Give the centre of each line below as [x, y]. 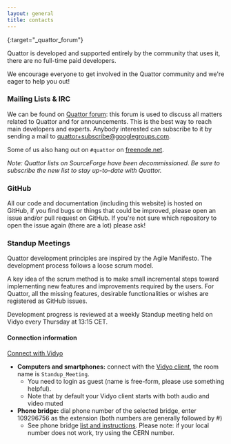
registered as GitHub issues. [47, 301]
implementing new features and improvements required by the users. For [111, 286]
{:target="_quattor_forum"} [46, 39]
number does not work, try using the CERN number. [101, 432]
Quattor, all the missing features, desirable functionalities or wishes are [108, 294]
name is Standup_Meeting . [53, 373]
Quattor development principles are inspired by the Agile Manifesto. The [110, 258]
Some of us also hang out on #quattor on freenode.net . [86, 149]
